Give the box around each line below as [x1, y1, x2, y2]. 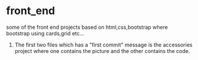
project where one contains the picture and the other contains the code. [14, 47, 190, 54]
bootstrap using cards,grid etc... [6, 29, 85, 36]
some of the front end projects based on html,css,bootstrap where [6, 24, 168, 31]
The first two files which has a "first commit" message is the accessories [14, 41, 193, 48]
